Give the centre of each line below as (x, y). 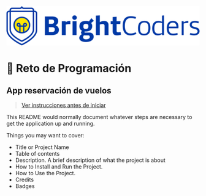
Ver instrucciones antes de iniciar (63, 105)
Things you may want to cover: (45, 136)
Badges (25, 186)
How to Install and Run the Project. (59, 167)
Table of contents (37, 154)
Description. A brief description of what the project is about (90, 160)
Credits (25, 180)
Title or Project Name (42, 147)
